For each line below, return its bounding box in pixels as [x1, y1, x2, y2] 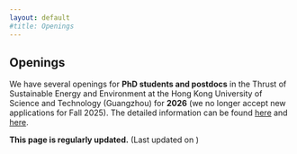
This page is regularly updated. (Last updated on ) [9, 134, 200, 145]
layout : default [9, 13, 70, 23]
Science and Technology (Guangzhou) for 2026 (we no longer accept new [9, 98, 286, 109]
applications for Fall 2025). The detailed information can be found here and [9, 107, 288, 118]
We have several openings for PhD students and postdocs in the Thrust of [9, 78, 287, 90]
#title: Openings [9, 22, 75, 31]
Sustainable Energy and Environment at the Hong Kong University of [9, 88, 263, 99]
